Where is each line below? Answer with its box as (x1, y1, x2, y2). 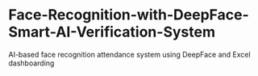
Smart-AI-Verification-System (8, 23, 216, 41)
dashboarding (8, 58, 55, 68)
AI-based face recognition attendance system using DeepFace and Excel (8, 49, 252, 59)
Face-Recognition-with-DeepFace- (8, 6, 250, 24)
